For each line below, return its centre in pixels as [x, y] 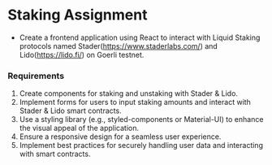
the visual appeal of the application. [79, 128]
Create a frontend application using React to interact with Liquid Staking [140, 37]
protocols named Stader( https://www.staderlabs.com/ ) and [119, 46]
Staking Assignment [78, 15]
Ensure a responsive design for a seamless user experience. [120, 137]
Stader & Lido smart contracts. [71, 111]
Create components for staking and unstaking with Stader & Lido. [129, 93]
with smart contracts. [55, 154]
